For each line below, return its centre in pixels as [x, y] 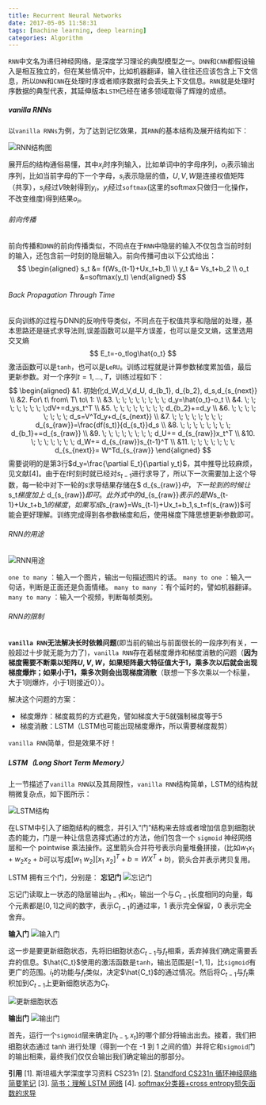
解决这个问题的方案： [43, 699]
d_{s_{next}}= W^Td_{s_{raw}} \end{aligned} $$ [133, 450]
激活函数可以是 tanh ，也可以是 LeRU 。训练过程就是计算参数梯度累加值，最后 [130, 367]
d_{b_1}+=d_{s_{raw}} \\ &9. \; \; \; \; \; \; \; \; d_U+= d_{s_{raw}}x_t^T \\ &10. [133, 433]
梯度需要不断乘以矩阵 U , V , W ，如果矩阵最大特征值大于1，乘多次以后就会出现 [133, 663]
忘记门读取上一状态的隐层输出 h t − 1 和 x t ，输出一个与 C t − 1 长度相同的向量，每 [131, 895]
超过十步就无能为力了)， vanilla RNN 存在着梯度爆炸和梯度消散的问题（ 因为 [136, 653]
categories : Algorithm [46, 38]
